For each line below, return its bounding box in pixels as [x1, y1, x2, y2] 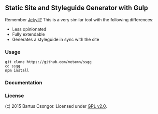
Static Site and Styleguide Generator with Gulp [5, 4, 148, 12]
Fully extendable [12, 31, 45, 37]
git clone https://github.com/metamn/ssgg [5, 60, 92, 65]
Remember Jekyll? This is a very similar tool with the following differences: [5, 16, 154, 22]
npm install [5, 68, 29, 73]
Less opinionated [12, 26, 47, 32]
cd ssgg [5, 64, 21, 69]
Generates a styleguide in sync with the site [12, 36, 100, 42]
